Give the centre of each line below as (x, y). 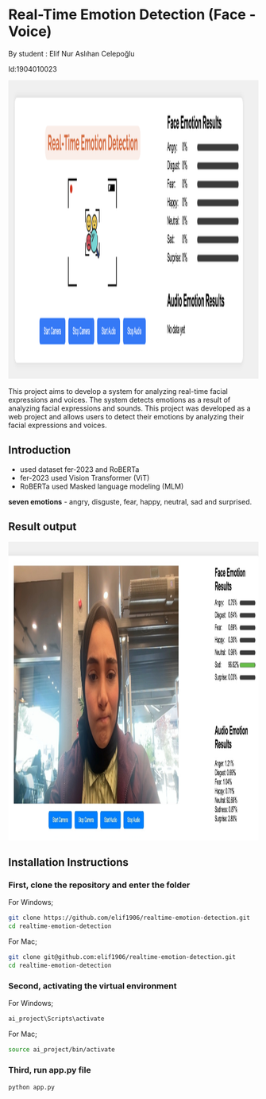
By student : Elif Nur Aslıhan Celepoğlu (71, 53)
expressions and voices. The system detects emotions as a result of (120, 399)
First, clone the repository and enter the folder (99, 885)
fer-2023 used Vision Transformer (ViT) (85, 477)
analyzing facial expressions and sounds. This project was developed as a (130, 408)
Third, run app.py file (50, 1070)
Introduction (40, 450)
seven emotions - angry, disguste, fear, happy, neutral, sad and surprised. (130, 501)
